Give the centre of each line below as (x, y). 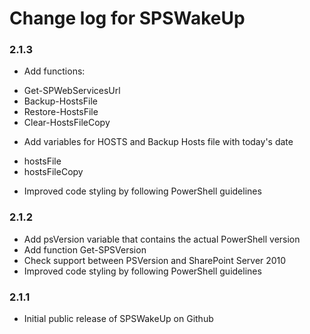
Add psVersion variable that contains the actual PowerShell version (162, 239)
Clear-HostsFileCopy (67, 123)
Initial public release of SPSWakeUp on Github (118, 319)
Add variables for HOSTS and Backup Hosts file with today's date (158, 142)
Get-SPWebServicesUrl (72, 91)
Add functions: (54, 71)
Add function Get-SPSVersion (85, 249)
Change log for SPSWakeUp (127, 18)
